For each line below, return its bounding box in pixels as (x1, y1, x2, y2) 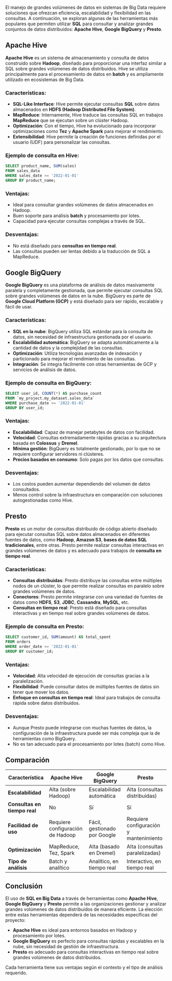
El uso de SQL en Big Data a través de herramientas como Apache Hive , (5, 895, 158, 901)
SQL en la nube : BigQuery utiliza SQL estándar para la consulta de (12, 328, 153, 334)
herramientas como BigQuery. (12, 735, 76, 741)
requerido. (5, 970, 28, 976)
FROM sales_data (5, 168, 40, 174)
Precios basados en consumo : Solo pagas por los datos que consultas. (12, 456, 164, 463)
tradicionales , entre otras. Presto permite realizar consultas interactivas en (5, 542, 164, 548)
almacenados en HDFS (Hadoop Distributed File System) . (12, 106, 136, 112)
